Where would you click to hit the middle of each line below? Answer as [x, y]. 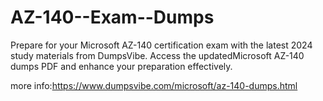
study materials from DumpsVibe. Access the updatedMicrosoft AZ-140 [157, 55]
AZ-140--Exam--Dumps [112, 17]
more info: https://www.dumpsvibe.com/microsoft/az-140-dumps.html [154, 85]
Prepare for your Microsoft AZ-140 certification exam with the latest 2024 [161, 45]
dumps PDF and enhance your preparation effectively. [121, 66]
